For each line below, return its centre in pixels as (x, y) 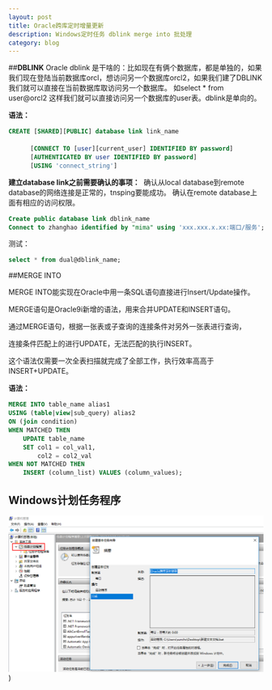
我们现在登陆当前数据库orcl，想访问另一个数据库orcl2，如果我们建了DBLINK (136, 78)
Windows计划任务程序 (65, 500)
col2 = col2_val (65, 456)
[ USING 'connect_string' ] (73, 166)
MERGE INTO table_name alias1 (59, 404)
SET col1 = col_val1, (59, 447)
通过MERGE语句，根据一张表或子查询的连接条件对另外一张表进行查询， (127, 327)
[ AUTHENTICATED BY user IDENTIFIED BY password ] (113, 157)
